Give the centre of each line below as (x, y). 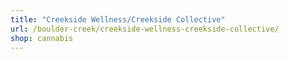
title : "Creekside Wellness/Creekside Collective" (118, 19)
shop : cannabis (42, 38)
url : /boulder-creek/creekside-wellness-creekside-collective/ (145, 29)
